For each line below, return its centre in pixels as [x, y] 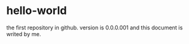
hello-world [37, 11]
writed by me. [24, 34]
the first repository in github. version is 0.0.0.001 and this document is [94, 28]
